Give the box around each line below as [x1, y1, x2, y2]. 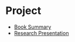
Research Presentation [13, 29, 69, 36]
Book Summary [13, 23, 52, 30]
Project [5, 4, 42, 17]
